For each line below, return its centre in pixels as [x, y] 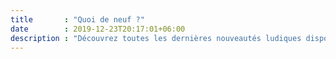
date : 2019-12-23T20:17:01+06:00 [98, 29]
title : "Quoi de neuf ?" [77, 19]
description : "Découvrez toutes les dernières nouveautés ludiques [156, 38]
